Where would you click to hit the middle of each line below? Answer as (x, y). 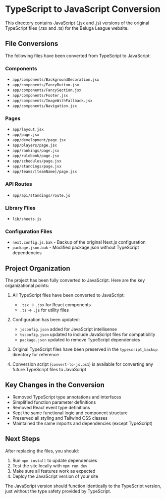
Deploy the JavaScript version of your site (55, 476)
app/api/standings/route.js (41, 195)
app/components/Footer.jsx (40, 96)
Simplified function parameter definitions (54, 402)
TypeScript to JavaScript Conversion (83, 9)
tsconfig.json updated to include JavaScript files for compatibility (87, 334)
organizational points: (27, 285)
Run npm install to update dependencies (55, 460)
